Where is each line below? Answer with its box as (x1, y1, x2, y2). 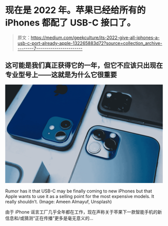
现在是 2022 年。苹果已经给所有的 (5, 4, 146, 16)
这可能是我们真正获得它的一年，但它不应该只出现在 (5, 61, 163, 70)
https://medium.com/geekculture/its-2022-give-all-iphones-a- (30, 34, 160, 40)
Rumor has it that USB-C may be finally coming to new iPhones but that (5, 188, 152, 194)
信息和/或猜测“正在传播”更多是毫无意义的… (5, 215, 93, 221)
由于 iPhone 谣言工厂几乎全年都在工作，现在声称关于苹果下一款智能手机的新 (5, 208, 162, 215)
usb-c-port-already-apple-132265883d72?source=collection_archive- (17, 40, 162, 46)
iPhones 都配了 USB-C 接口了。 (5, 17, 136, 28)
